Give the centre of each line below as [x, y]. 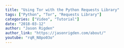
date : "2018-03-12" [25, 24]
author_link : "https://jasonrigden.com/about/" [56, 33]
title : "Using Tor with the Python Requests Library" [62, 10]
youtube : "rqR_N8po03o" [30, 38]
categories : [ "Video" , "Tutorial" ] [42, 19]
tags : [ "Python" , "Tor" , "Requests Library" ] [53, 14]
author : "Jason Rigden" [30, 28]
